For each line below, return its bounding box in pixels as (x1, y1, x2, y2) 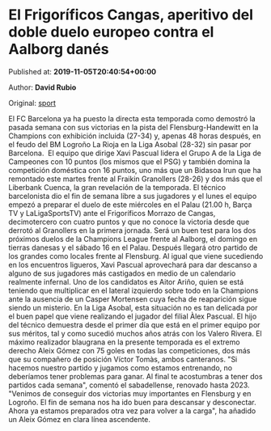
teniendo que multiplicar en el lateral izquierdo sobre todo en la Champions (8, 285, 259, 295)
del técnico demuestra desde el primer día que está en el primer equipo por (8, 319, 260, 329)
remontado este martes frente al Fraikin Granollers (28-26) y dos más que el (8, 174, 263, 184)
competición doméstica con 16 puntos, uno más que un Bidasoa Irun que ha (8, 165, 261, 175)
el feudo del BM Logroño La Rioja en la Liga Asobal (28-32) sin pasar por (8, 139, 252, 149)
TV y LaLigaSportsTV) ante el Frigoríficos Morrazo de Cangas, (8, 208, 216, 218)
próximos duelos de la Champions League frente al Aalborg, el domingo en (8, 234, 257, 243)
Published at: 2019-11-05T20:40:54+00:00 (8, 66, 157, 76)
